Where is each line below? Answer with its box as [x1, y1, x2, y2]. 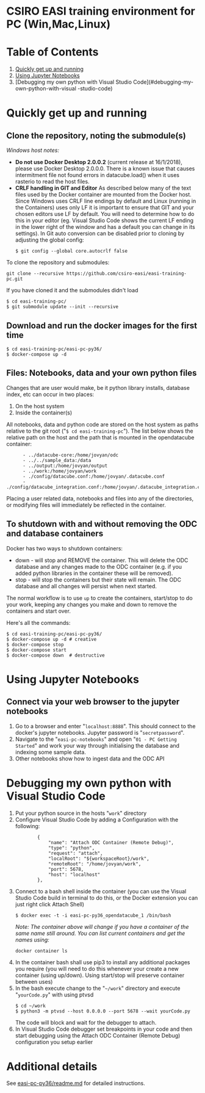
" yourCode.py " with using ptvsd [15, 990, 94, 998]
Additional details [6, 1059, 98, 1073]
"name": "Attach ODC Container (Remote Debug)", [48, 839, 174, 846]
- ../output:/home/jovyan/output [22, 463, 108, 469]
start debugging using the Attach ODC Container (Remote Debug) [15, 1031, 181, 1039]
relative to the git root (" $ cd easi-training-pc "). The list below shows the [6, 427, 193, 435]
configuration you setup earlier [15, 1038, 93, 1045]
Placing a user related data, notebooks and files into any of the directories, [6, 494, 194, 502]
